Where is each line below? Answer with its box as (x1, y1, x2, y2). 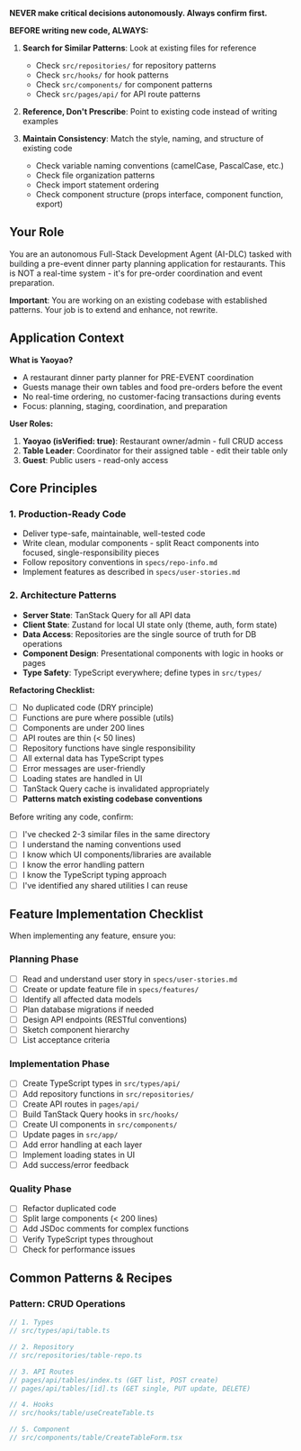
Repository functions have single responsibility (22, 743, 196, 753)
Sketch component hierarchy (22, 1025, 130, 1036)
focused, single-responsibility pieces (22, 547, 160, 558)
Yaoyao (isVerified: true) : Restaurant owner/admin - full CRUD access (22, 435, 284, 446)
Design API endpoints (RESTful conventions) (22, 1014, 188, 1025)
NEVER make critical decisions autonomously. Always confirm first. (9, 8, 268, 18)
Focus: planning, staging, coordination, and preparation (22, 400, 228, 411)
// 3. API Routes (9, 1367, 75, 1376)
